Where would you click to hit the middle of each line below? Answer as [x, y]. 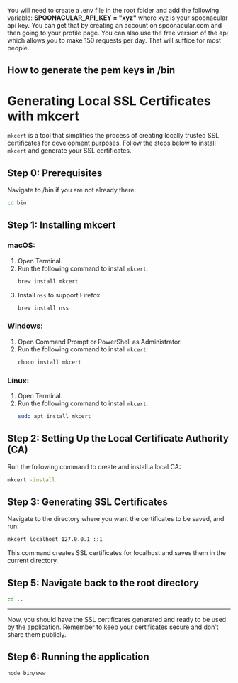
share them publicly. [37, 634]
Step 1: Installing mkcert [62, 225]
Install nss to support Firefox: [60, 295]
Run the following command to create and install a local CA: [94, 466]
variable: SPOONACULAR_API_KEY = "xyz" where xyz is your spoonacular [118, 18]
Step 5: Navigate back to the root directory [103, 583]
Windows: [25, 326]
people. [18, 48]
